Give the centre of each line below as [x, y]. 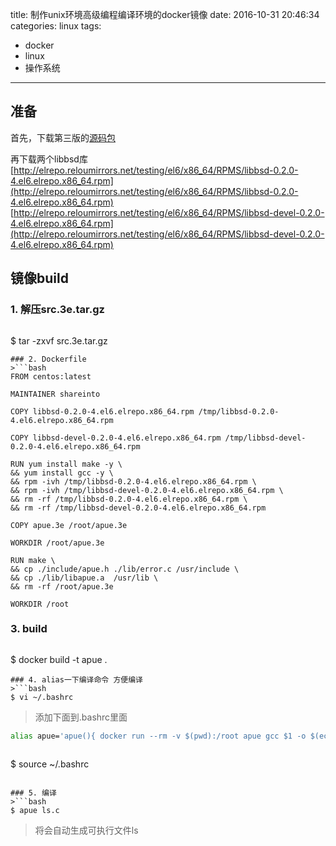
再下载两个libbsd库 [49, 159]
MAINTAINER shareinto [55, 394]
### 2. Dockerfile [48, 359]
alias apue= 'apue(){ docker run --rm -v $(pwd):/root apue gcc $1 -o [158, 736]
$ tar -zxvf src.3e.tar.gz [59, 340]
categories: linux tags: [56, 26]
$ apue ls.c [35, 810]
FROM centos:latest [51, 376]
